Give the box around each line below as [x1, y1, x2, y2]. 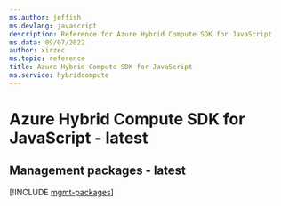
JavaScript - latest [9, 128, 149, 147]
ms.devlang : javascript [9, 21, 98, 30]
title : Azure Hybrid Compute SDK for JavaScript [9, 63, 193, 72]
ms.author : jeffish [9, 12, 82, 22]
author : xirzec [9, 46, 66, 55]
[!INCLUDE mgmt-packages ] [9, 186, 114, 197]
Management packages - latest [9, 163, 187, 178]
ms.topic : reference [9, 54, 86, 63]
